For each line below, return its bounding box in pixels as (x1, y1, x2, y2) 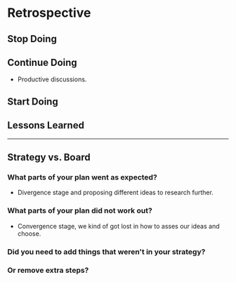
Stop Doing (7, 33, 58, 45)
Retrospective (7, 5, 91, 21)
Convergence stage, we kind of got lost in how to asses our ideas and (17, 222, 220, 230)
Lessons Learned (7, 119, 84, 131)
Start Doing (7, 95, 58, 107)
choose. (17, 229, 41, 238)
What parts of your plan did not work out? (7, 206, 152, 215)
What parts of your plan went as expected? (7, 172, 158, 182)
